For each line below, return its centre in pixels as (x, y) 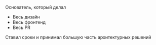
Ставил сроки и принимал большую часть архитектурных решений (78, 37)
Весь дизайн (26, 17)
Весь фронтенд (29, 22)
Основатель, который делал (36, 7)
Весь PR (21, 27)
